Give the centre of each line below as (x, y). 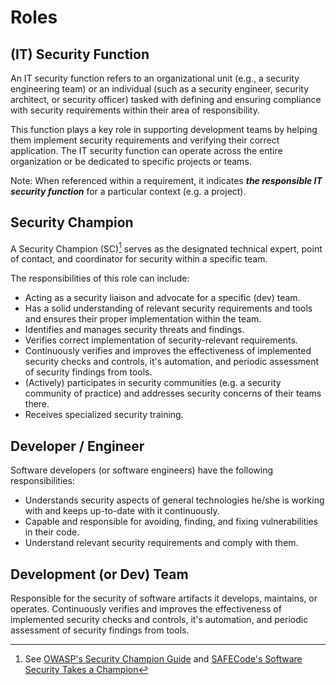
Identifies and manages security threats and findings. (134, 330)
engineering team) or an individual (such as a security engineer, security (160, 89)
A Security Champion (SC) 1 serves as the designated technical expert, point (166, 248)
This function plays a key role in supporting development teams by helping (164, 129)
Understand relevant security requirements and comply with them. (161, 543)
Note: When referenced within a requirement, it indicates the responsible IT (166, 180)
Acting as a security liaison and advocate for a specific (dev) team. (162, 298)
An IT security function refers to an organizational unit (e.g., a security (155, 78)
